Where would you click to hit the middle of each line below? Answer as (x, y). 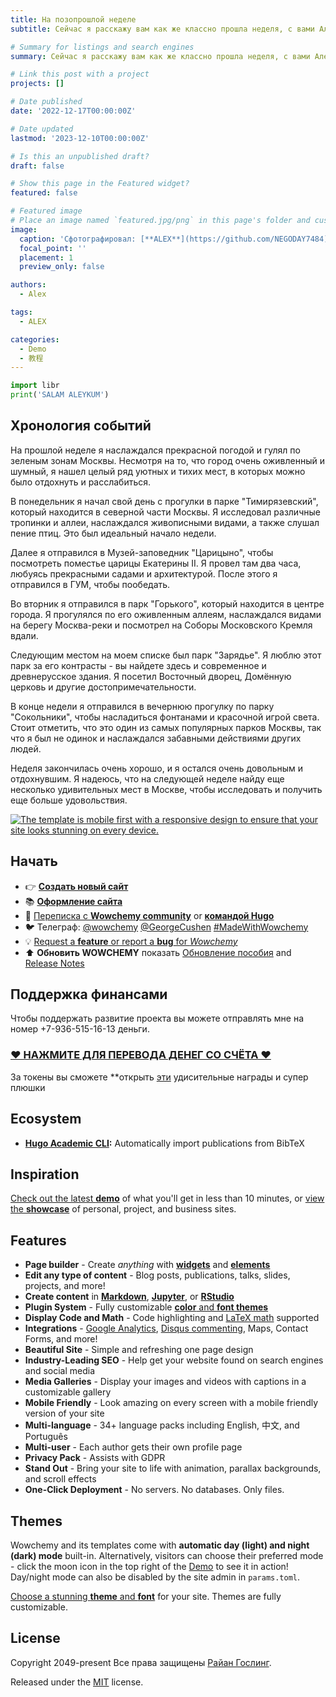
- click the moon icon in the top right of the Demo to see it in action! (149, 1566)
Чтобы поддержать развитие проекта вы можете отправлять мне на (157, 1018)
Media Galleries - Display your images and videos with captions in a (165, 1382)
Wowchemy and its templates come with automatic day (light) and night (160, 1545)
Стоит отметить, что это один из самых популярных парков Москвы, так (166, 727)
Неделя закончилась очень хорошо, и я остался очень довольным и (157, 768)
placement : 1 (46, 257)
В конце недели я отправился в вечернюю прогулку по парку (142, 706)
